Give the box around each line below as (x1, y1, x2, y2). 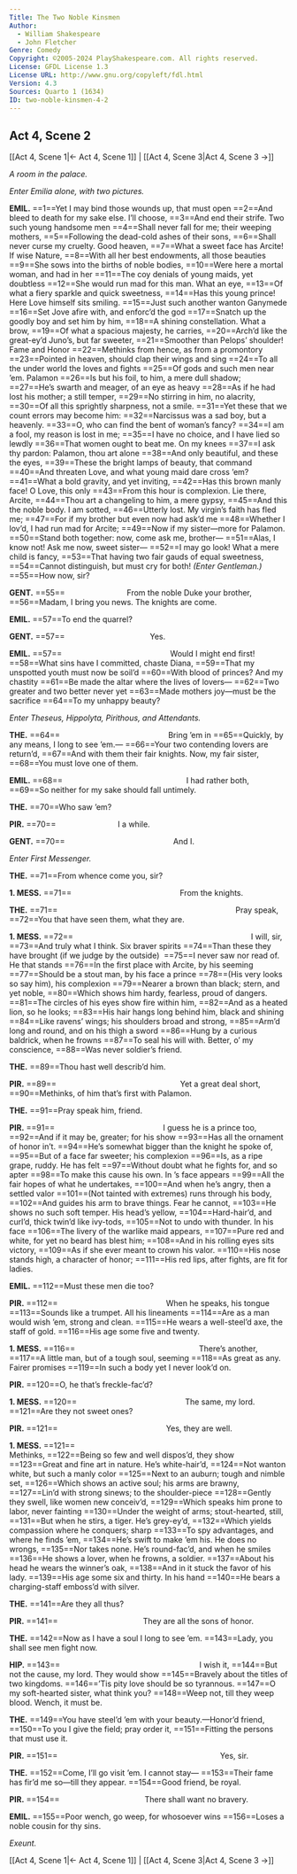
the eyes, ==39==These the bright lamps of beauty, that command (9, 457, 253, 468)
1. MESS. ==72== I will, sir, (9, 931, 283, 942)
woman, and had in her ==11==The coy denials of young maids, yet (9, 269, 254, 280)
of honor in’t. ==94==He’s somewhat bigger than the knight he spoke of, (9, 1141, 273, 1152)
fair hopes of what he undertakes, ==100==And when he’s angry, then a (9, 1179, 271, 1190)
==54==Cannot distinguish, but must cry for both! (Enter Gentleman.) (9, 561, 263, 572)
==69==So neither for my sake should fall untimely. (9, 785, 197, 796)
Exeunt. (9, 1838, 37, 1848)
